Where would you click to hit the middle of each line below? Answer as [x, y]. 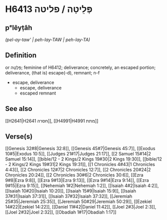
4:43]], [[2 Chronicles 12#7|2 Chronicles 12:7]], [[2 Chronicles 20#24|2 [78, 170]
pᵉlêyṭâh [19, 28]
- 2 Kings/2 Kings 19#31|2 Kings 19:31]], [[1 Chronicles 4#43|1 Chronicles [80, 164]
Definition [21, 55]
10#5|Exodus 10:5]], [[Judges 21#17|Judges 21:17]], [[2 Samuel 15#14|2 [78, 154]
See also [19, 109]
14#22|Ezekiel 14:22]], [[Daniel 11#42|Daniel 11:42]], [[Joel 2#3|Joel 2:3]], [81, 207]
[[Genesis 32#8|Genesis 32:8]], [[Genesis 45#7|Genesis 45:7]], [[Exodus [80, 148]
